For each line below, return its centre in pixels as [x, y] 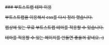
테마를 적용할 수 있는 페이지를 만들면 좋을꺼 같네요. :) [55, 38]
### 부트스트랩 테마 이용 [28, 7]
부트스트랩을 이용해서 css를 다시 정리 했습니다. [49, 17]
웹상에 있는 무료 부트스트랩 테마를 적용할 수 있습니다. [54, 27]
